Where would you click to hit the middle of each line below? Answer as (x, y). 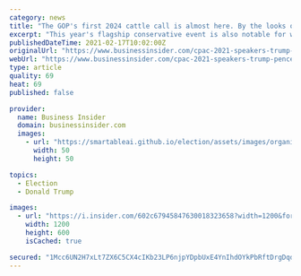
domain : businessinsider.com (72, 125)
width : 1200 (47, 225)
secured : (26, 257)
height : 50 (53, 159)
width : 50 (51, 151)
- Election (38, 183)
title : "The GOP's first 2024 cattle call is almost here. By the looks (148, 26)
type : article (36, 68)
